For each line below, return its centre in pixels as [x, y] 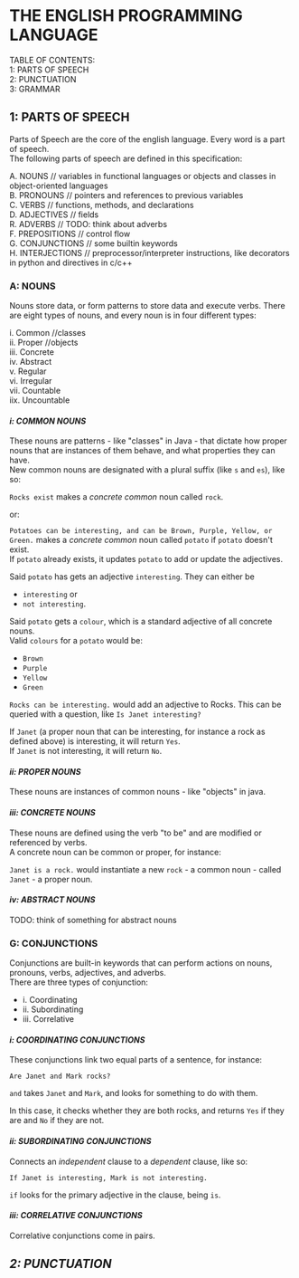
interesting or [50, 595]
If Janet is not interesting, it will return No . [86, 751]
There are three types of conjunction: [79, 982]
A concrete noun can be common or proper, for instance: [115, 852]
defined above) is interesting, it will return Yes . [95, 741]
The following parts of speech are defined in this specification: [126, 158]
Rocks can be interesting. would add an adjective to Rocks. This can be [145, 705]
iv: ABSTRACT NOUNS [52, 900]
